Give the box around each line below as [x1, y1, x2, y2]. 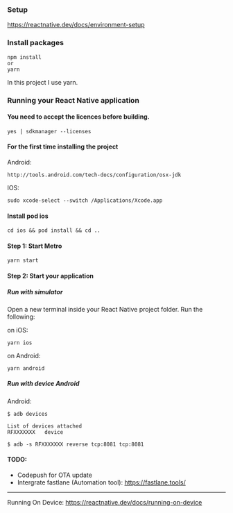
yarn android [7, 364, 45, 372]
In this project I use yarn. [7, 78, 78, 86]
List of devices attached [7, 422, 82, 430]
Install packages [7, 38, 64, 48]
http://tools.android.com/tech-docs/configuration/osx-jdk [7, 171, 182, 178]
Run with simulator [7, 287, 63, 296]
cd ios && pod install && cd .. [7, 227, 101, 234]
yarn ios [7, 339, 33, 346]
